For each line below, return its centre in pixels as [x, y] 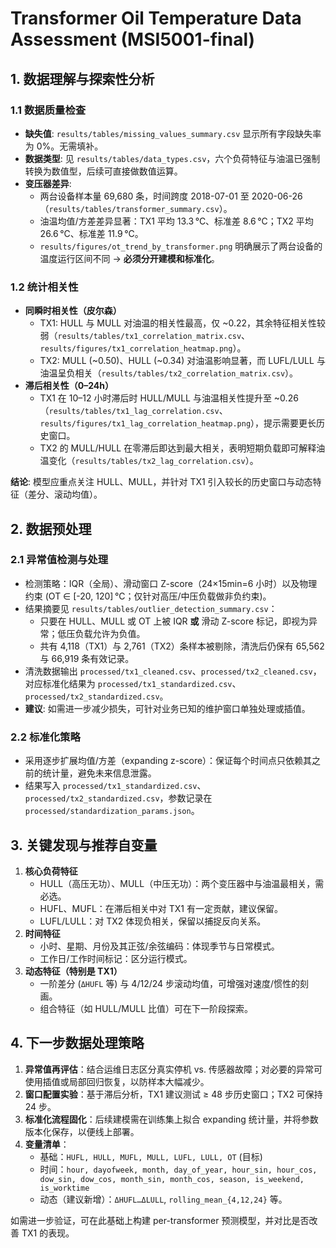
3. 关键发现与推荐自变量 [84, 845]
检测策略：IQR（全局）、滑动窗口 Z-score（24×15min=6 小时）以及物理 [171, 583]
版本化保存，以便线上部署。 [82, 1131]
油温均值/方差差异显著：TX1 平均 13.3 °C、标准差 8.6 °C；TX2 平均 [176, 221]
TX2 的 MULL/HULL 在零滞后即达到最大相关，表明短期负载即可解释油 [182, 448]
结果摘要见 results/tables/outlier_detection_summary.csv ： [151, 608]
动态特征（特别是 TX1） [73, 971]
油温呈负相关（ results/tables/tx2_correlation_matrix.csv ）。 [169, 373]
